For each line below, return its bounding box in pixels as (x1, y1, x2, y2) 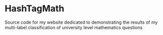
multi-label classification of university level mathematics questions (5, 24, 143, 30)
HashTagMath (5, 3, 64, 14)
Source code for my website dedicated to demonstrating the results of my (5, 19, 158, 25)
